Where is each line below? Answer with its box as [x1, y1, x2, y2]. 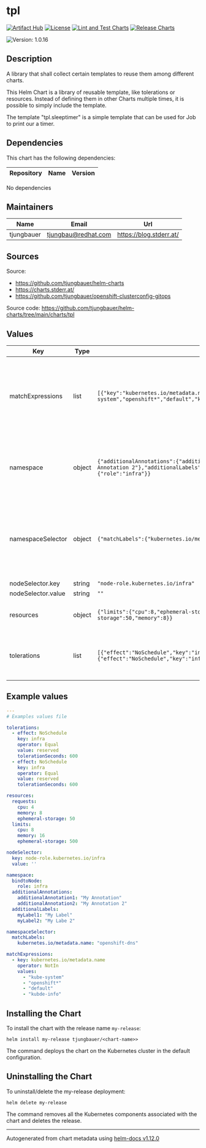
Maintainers [6, 201, 54, 212]
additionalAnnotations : [12, 889, 72, 896]
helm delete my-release [6, 1099, 67, 1106]
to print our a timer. [6, 120, 55, 127]
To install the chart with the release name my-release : [6, 1025, 141, 1032]
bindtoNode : [12, 878, 43, 884]
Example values [6, 692, 69, 702]
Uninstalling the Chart [6, 1071, 93, 1082]
